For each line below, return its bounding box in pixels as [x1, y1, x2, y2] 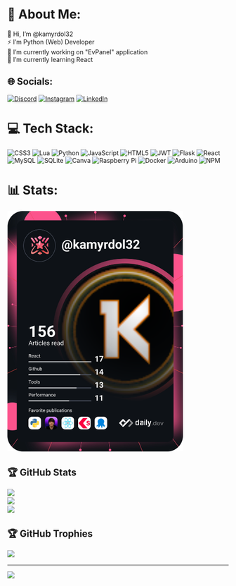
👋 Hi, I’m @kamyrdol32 [7, 30, 74, 38]
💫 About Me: [7, 6, 81, 23]
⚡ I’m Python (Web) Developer [7, 37, 95, 46]
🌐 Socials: [7, 75, 53, 87]
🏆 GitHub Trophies [7, 527, 93, 539]
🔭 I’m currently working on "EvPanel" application [7, 47, 148, 56]
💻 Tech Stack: [7, 120, 94, 136]
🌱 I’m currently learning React [7, 55, 93, 63]
